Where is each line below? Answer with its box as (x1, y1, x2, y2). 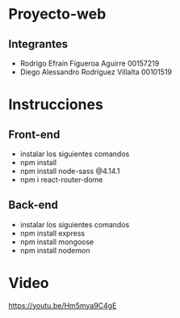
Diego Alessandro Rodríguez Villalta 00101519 (19, 67, 172, 77)
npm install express (19, 228, 86, 238)
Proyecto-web (8, 5, 107, 23)
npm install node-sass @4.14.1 (19, 167, 120, 176)
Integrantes (8, 37, 69, 51)
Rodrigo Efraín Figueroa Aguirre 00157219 (19, 58, 160, 68)
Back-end (8, 198, 59, 212)
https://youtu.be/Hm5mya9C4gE (8, 300, 117, 310)
